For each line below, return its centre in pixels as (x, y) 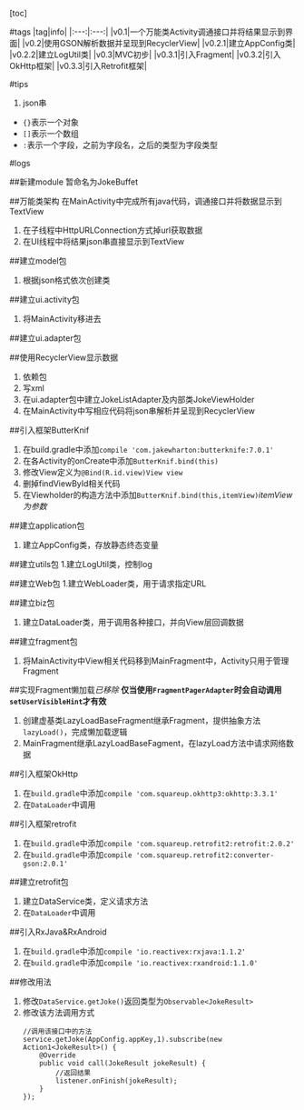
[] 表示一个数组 (51, 134)
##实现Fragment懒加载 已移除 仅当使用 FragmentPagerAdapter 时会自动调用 (146, 690)
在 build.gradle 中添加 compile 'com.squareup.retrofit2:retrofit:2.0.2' (158, 843)
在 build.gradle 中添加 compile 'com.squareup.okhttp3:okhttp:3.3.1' (150, 793)
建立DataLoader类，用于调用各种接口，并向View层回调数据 (133, 622)
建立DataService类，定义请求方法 (85, 901)
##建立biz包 (32, 603)
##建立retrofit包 (39, 882)
